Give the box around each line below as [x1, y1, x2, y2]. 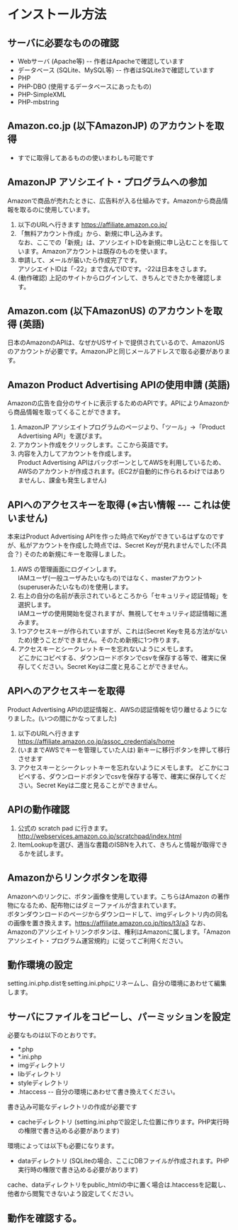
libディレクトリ [17, 1070, 62, 1078]
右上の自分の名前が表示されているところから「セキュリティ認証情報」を [17, 592, 229, 600]
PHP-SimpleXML [17, 90, 67, 98]
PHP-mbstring [17, 98, 59, 106]
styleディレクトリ [17, 1078, 69, 1088]
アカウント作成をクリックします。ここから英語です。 [17, 441, 172, 449]
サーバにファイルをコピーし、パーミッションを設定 [7, 1010, 231, 1022]
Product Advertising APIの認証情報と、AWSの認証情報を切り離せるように [7, 705, 222, 713]
